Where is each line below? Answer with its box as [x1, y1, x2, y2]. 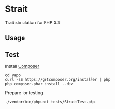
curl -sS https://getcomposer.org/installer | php [5, 77, 111, 82]
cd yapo [5, 73, 21, 78]
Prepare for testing [5, 90, 43, 96]
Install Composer [5, 64, 40, 69]
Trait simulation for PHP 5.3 [5, 20, 60, 25]
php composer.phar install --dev [5, 82, 73, 87]
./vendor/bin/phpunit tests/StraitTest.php [5, 99, 95, 105]
